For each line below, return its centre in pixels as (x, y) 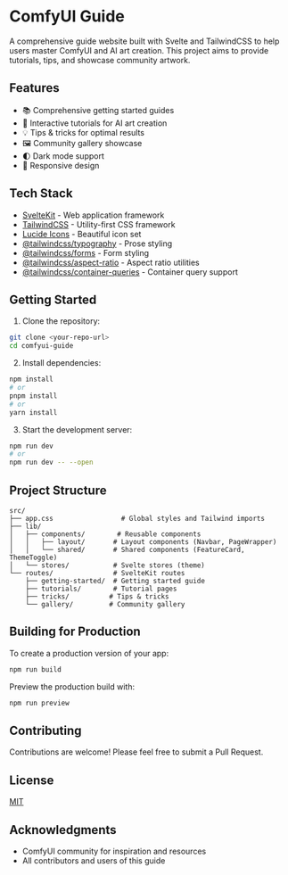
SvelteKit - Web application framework (93, 215)
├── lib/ (25, 526)
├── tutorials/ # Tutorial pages (101, 589)
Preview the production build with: (72, 686)
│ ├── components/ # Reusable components (105, 534)
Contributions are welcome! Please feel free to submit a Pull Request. (136, 752)
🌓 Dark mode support (63, 156)
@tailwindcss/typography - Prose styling (97, 244)
